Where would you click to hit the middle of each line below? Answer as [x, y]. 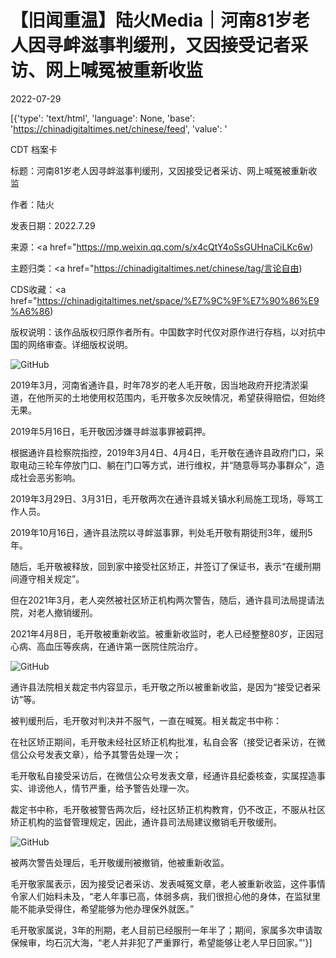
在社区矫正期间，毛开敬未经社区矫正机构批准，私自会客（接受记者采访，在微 [168, 742]
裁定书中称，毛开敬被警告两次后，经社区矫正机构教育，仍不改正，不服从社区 [168, 809]
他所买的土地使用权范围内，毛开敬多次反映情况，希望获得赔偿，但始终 [181, 397]
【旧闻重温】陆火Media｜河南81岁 [151, 20]
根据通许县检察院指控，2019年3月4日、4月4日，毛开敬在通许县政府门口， [163, 452]
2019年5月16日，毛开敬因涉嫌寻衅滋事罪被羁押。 [111, 431]
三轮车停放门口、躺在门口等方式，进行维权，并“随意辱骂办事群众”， [176, 465]
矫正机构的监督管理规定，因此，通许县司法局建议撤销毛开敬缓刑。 [146, 822]
